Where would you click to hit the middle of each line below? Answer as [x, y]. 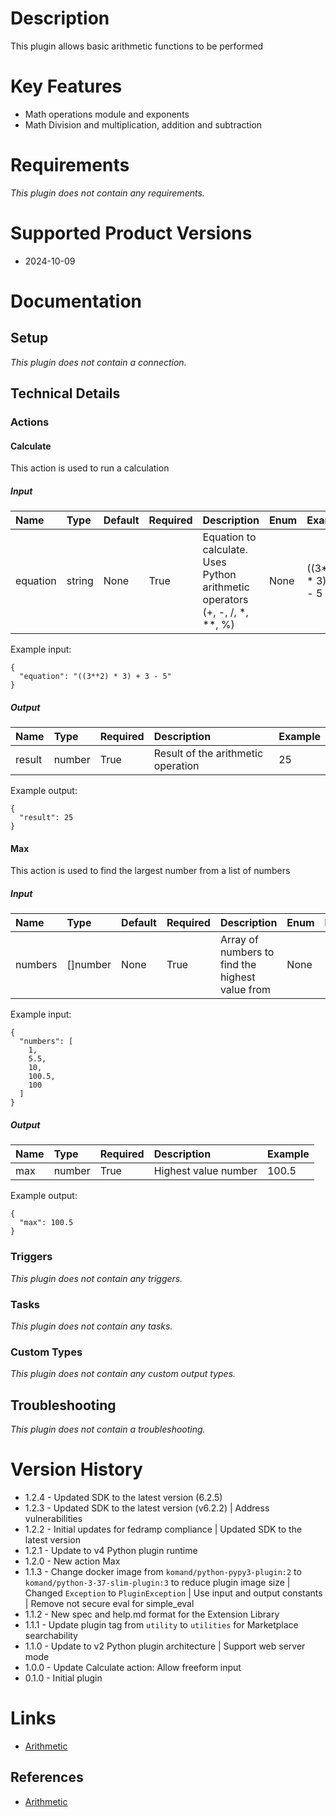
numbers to [247, 952]
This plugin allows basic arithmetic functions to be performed [137, 46]
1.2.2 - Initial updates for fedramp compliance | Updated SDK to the [163, 1529]
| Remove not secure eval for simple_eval [109, 1603]
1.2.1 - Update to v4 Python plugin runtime [111, 1550]
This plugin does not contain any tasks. [91, 1326]
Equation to [229, 537]
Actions [30, 422]
